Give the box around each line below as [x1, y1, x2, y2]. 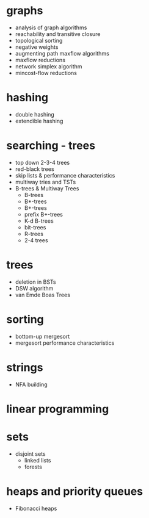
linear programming [6, 402, 109, 415]
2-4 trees [24, 236, 48, 244]
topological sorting [15, 37, 63, 44]
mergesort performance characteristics [15, 339, 115, 347]
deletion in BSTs [15, 278, 56, 286]
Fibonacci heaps [15, 505, 57, 512]
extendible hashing [15, 117, 64, 124]
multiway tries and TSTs [15, 178, 76, 185]
